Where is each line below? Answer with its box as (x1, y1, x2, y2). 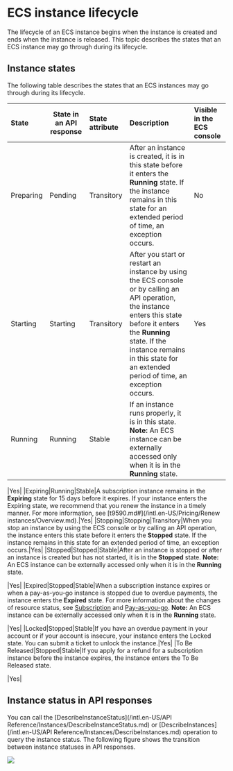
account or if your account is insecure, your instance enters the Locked (7, 632, 212, 640)
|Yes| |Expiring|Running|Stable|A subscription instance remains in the (7, 486, 206, 495)
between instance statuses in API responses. (7, 743, 136, 751)
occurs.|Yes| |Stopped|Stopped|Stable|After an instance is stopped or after (7, 545, 223, 554)
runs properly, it (129, 408, 182, 418)
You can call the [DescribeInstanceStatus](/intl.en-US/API (7, 713, 172, 721)
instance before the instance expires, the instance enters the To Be (7, 654, 199, 662)
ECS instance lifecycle (7, 5, 139, 21)
